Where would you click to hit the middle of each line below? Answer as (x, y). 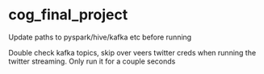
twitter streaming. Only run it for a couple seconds (92, 61)
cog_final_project (68, 15)
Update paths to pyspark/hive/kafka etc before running (100, 37)
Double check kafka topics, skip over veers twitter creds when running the (132, 52)
